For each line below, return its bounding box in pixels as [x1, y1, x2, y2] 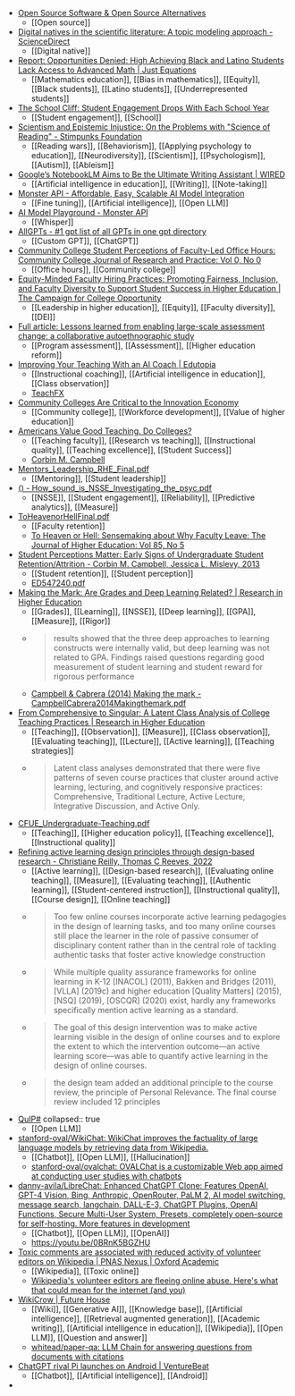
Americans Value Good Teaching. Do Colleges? [17, 426, 192, 436]
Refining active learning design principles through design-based [17, 847, 255, 857]
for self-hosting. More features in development [17, 1218, 190, 1229]
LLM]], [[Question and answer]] [30, 1333, 147, 1342]
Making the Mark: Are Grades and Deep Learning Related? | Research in [17, 588, 283, 597]
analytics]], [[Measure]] [30, 502, 119, 512]
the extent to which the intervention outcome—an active [53, 1041, 261, 1052]
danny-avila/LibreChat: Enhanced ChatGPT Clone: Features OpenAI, [17, 1180, 269, 1190]
